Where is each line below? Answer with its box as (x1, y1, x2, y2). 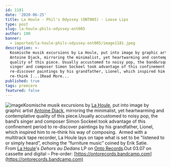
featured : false (5, 88, 40, 93)
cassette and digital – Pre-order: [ (5, 151, 76, 157)
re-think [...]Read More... (10, 74, 70, 79)
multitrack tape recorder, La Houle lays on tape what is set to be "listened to (5, 134, 165, 141)
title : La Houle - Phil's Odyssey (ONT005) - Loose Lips (5, 17, 129, 22)
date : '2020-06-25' (5, 12, 47, 17)
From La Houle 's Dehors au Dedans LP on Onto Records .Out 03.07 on (5, 145, 152, 151)
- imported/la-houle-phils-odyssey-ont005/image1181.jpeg (10, 41, 136, 46)
